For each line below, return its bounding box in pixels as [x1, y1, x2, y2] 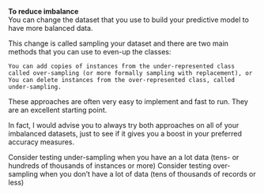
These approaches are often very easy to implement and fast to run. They [8, 97, 249, 106]
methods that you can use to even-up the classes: [8, 47, 172, 56]
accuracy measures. [8, 137, 75, 147]
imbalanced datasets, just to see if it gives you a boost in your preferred [8, 129, 243, 138]
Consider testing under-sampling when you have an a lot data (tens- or [8, 153, 239, 162]
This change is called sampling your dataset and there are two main [8, 39, 229, 48]
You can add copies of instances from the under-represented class [8, 62, 236, 70]
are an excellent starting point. [8, 106, 107, 114]
